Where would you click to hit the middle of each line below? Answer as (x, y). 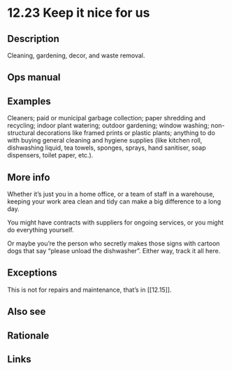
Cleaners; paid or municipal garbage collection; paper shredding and (107, 118)
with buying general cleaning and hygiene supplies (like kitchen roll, (105, 141)
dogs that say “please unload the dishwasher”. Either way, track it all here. (114, 251)
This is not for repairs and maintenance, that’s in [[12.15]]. (89, 290)
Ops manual (34, 77)
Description (33, 39)
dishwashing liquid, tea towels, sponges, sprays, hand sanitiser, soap (107, 148)
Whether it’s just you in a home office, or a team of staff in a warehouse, (111, 194)
